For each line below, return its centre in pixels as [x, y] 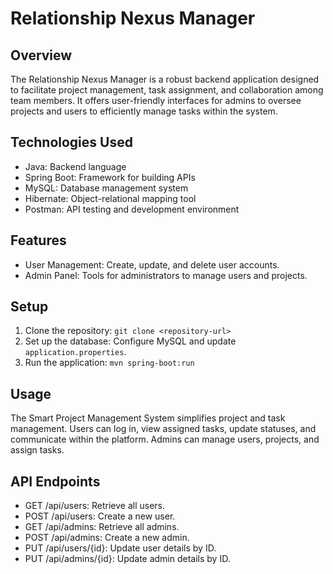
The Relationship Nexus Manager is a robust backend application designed [165, 79]
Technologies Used [71, 142]
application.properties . [75, 352]
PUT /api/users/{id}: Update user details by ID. [120, 548]
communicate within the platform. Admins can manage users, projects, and [165, 439]
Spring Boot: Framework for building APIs [110, 177]
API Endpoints [55, 481]
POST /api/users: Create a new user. [100, 516]
